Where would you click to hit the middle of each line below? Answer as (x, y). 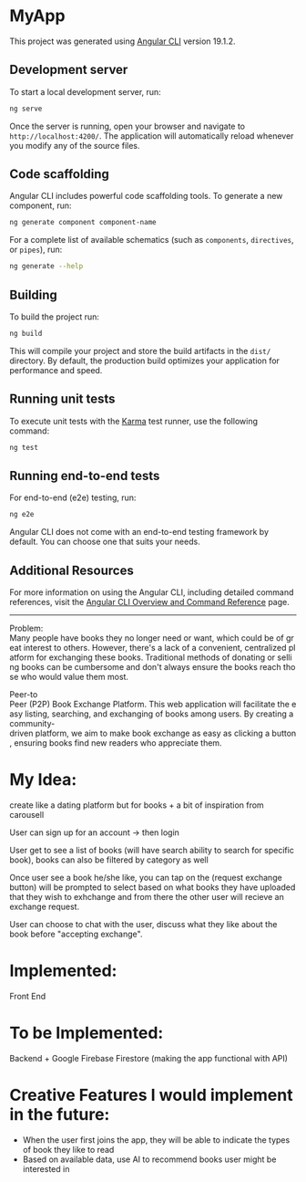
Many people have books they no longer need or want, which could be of (147, 638)
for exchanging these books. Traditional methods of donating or (156, 657)
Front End (28, 996)
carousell (27, 815)
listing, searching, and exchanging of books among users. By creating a (159, 714)
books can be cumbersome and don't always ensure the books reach (151, 667)
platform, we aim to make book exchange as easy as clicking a (153, 733)
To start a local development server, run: (85, 91)
